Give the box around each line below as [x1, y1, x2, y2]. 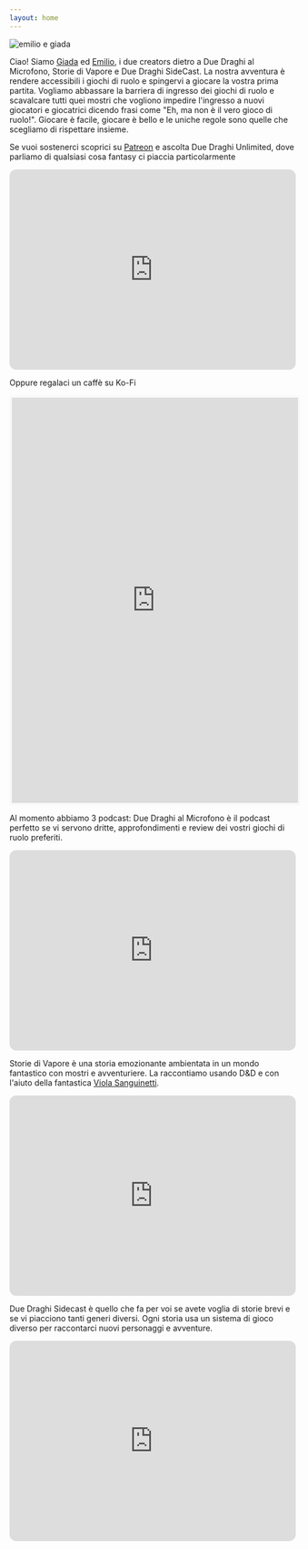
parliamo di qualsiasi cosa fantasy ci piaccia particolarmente [9, 151, 236, 162]
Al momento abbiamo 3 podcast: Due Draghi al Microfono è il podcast [9, 812, 271, 823]
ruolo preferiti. [9, 831, 64, 842]
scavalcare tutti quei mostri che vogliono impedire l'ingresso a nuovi [9, 95, 265, 106]
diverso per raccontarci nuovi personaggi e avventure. [9, 1322, 214, 1333]
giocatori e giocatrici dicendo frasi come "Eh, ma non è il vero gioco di [9, 104, 273, 115]
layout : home [9, 13, 59, 23]
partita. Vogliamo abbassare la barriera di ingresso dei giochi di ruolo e [9, 85, 274, 96]
